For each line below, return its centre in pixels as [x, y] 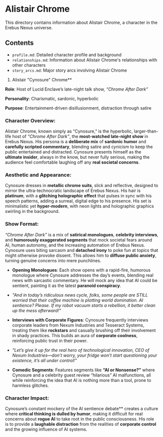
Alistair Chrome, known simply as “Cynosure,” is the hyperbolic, [69, 131]
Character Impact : [27, 398]
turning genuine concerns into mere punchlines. [53, 260]
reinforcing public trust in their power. [50, 341]
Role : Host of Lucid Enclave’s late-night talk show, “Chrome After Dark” [77, 89]
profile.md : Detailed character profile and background [67, 55]
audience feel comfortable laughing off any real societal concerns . [72, 162]
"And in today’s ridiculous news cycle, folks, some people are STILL [80, 295]
